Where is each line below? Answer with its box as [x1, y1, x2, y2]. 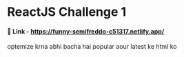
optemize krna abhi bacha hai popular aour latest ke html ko [7, 43, 177, 51]
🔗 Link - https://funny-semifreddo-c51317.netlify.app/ [7, 27, 165, 35]
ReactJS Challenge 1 [7, 4, 127, 20]
